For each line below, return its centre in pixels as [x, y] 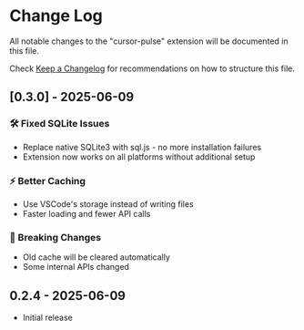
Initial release [47, 318]
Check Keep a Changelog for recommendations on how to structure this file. [152, 68]
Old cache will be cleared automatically [96, 257]
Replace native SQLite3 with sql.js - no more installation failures [142, 147]
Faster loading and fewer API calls [86, 213]
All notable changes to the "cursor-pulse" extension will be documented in [149, 41]
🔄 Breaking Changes [56, 237]
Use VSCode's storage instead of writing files [108, 204]
